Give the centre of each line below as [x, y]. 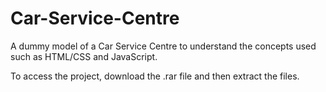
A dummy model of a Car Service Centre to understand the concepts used [163, 46]
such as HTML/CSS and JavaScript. [84, 56]
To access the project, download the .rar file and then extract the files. [155, 76]
